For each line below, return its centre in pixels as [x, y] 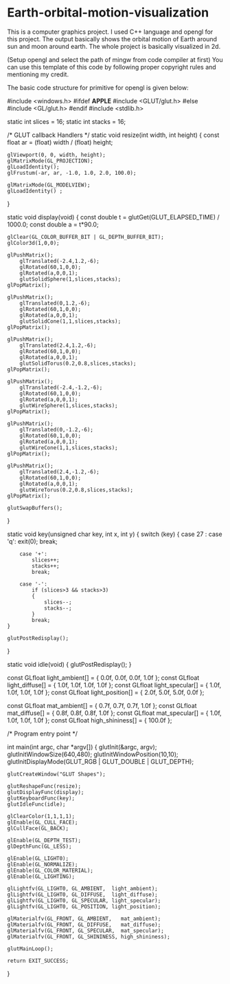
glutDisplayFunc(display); [46, 792]
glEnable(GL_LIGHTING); [41, 876]
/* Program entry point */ [42, 734]
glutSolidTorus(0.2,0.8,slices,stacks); [78, 363]
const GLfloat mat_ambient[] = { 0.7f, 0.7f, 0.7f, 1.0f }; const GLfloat [102, 705]
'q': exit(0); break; [33, 541]
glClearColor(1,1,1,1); [41, 816]
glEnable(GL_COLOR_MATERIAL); [50, 870]
